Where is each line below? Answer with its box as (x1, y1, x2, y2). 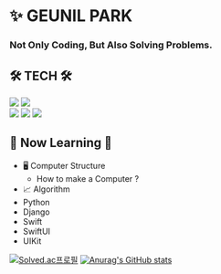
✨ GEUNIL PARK (9, 5, 133, 26)
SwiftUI (22, 226, 51, 237)
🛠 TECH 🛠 (9, 68, 73, 83)
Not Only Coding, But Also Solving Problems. (9, 38, 213, 51)
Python (22, 196, 50, 207)
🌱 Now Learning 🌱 (9, 135, 112, 151)
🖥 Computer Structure (22, 160, 106, 171)
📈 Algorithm (22, 184, 70, 195)
